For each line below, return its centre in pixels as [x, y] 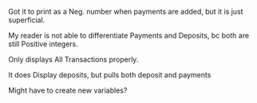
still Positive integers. [43, 44]
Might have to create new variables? [68, 90]
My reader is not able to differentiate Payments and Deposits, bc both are [129, 36]
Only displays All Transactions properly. [73, 59]
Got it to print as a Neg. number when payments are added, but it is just [126, 12]
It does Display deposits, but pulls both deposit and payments [110, 75]
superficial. [27, 20]
